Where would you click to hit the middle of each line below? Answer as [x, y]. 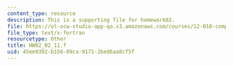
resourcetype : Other [37, 39]
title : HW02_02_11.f [37, 45]
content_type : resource [42, 13]
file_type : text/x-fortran [46, 33]
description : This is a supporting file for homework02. [91, 20]
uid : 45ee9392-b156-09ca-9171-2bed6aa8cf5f [71, 52]
